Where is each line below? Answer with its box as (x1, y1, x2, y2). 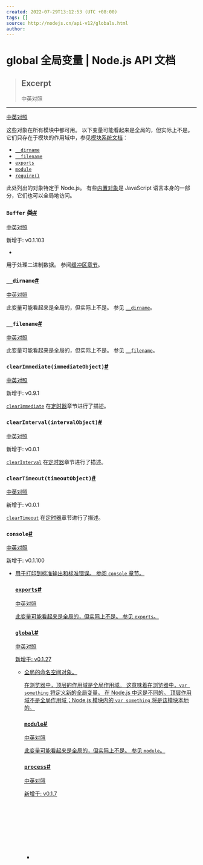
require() (14, 173, 40, 179)
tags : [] (6, 15, 28, 21)
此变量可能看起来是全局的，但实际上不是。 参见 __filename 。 (6, 346, 158, 354)
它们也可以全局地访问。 (16, 192, 76, 199)
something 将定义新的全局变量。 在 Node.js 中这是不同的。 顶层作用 (24, 689, 192, 696)
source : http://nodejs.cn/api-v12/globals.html (6, 20, 129, 26)
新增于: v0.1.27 (14, 655, 52, 663)
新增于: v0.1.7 (24, 790, 57, 797)
